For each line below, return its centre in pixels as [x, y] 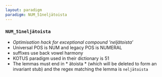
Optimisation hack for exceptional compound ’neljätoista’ [73, 42]
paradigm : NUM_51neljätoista [36, 15]
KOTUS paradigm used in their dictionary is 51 [61, 58]
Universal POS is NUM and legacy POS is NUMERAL [67, 47]
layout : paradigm [24, 10]
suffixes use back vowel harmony [48, 53]
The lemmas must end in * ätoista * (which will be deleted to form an [85, 63]
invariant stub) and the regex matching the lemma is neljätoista [80, 69]
